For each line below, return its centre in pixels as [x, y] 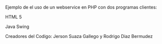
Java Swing [17, 26]
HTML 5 [14, 17]
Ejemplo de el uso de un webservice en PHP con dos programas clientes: [81, 7]
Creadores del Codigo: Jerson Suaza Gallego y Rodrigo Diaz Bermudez [79, 36]
